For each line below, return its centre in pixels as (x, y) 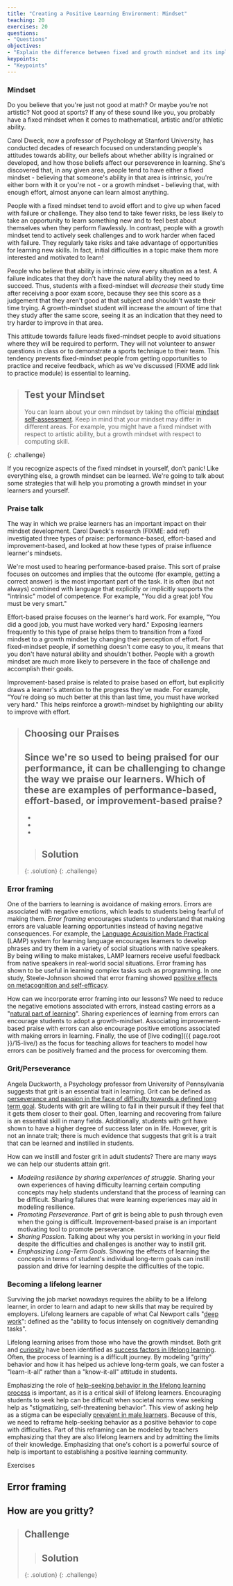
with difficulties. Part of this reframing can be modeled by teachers (103, 1429)
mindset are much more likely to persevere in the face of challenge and (109, 662)
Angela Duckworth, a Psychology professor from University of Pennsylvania (116, 1084)
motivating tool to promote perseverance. (77, 1229)
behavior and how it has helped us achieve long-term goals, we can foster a (116, 1364)
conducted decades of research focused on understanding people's (105, 147)
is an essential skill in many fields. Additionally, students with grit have (107, 1121)
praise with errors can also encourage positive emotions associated (123, 1028)
